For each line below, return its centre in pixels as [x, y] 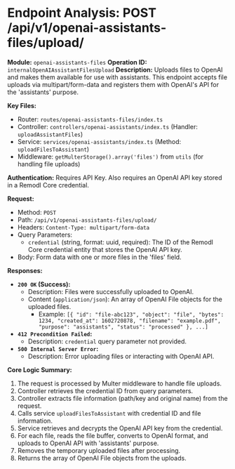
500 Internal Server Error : [58, 348]
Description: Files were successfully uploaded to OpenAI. [111, 291]
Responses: [25, 270]
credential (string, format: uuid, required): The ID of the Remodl [121, 242]
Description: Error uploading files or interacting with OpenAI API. [121, 356]
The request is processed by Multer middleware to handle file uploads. [120, 383]
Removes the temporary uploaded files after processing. [99, 450]
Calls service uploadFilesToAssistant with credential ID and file [109, 413]
